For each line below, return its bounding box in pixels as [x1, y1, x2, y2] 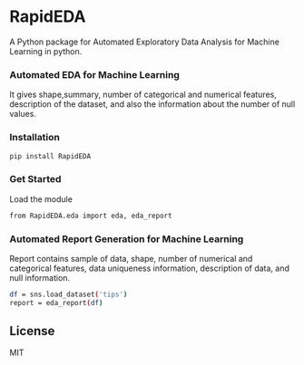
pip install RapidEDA [9, 151, 92, 160]
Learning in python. [9, 45, 83, 56]
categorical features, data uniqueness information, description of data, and [9, 263, 290, 274]
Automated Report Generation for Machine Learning [9, 233, 244, 245]
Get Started [9, 173, 62, 186]
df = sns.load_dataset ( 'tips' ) [9, 290, 128, 299]
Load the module [9, 193, 73, 205]
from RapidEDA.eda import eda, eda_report [9, 211, 172, 220]
